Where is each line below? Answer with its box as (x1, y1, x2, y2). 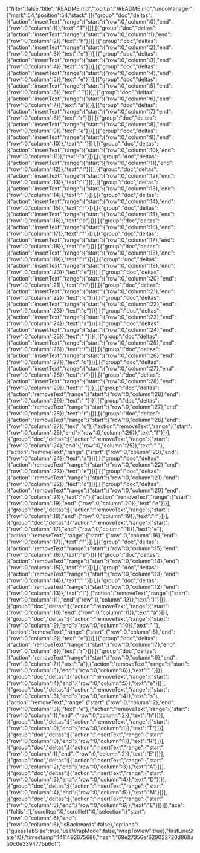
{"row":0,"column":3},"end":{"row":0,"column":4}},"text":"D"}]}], (6, 776, 167, 783)
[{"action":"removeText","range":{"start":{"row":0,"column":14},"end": (6, 557, 179, 565)
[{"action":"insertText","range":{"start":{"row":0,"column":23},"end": (6, 314, 176, 320)
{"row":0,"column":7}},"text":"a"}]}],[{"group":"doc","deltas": (6, 102, 158, 108)
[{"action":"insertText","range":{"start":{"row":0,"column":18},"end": (6, 249, 175, 256)
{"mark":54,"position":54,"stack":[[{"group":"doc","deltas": (6, 11, 153, 19)
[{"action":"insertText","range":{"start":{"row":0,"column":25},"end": (6, 339, 176, 346)
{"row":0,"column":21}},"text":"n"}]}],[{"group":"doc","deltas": (6, 281, 160, 288)
